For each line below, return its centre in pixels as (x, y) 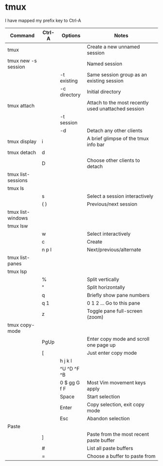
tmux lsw (18, 226)
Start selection (104, 397)
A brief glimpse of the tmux (118, 138)
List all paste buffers (110, 448)
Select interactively (109, 234)
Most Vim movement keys (116, 382)
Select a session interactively (120, 196)
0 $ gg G (70, 382)
